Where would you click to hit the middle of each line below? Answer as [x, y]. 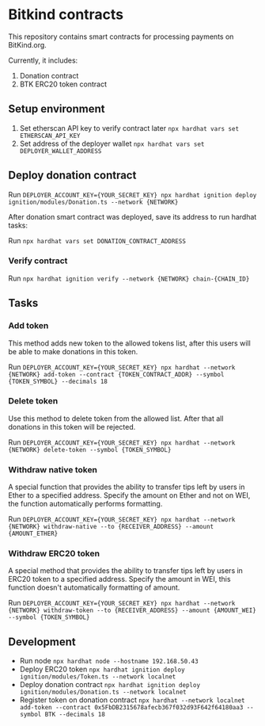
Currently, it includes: [43, 60]
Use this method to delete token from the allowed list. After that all [116, 418]
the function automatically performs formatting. [85, 504]
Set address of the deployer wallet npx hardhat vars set [112, 143]
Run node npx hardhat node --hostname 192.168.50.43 [109, 661]
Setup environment [57, 109]
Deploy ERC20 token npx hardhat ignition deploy [102, 669]
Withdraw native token [53, 469]
